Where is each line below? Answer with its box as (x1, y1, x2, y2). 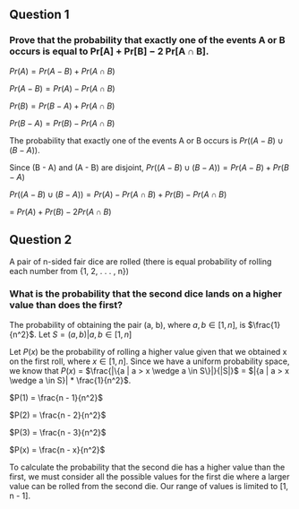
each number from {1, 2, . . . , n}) (9, 265, 130, 276)
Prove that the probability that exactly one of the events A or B (9, 34, 286, 47)
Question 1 (9, 7, 70, 22)
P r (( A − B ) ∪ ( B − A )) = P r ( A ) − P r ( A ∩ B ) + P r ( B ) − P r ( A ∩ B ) (9, 188, 227, 200)
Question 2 (9, 232, 73, 247)
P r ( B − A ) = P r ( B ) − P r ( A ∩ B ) (9, 117, 115, 128)
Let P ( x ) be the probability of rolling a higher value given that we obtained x (9, 346, 287, 357)
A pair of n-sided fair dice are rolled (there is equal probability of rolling (9, 255, 272, 267)
